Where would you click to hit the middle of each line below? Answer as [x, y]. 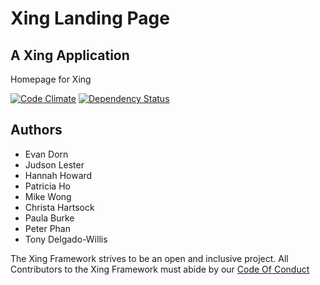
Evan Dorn [46, 154]
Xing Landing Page [90, 18]
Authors [36, 130]
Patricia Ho [47, 186]
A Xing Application [70, 55]
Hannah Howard [58, 175]
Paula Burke [49, 218]
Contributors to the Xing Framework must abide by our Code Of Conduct [160, 269]
